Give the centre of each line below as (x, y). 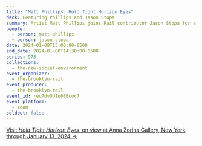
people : (16, 29)
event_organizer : (28, 74)
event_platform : (27, 101)
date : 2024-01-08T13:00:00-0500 (47, 46)
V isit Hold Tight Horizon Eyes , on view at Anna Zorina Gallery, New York (96, 130)
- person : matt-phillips (43, 34)
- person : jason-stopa (40, 40)
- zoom (20, 107)
